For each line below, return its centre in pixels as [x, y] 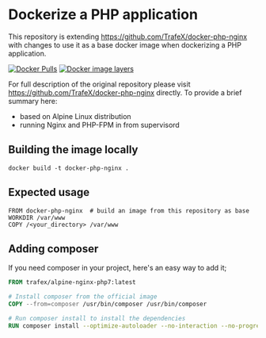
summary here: [33, 101]
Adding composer [53, 249]
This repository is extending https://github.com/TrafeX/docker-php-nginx [128, 36]
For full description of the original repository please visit [99, 84]
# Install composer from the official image [83, 297]
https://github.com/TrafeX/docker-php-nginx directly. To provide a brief [125, 92]
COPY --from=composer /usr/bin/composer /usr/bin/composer [108, 304]
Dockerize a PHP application [103, 15]
